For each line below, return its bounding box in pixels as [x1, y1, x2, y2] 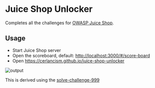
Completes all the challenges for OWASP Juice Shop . [5, 20, 114, 26]
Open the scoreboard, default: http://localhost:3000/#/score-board [12, 52, 150, 58]
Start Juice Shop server [12, 47, 61, 53]
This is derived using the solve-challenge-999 [5, 77, 100, 83]
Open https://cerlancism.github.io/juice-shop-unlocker [12, 58, 125, 64]
